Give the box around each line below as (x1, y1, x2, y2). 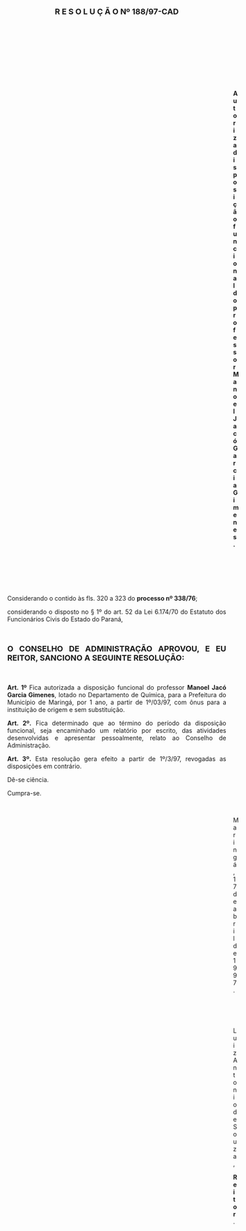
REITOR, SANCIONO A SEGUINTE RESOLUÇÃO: (7, 653, 185, 662)
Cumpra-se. (7, 789, 42, 797)
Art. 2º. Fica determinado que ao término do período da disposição (7, 719, 227, 727)
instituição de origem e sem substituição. (7, 706, 125, 713)
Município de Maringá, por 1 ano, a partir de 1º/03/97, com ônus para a (7, 698, 227, 706)
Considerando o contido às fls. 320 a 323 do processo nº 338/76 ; (7, 594, 198, 602)
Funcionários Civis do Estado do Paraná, (7, 615, 124, 623)
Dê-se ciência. (7, 776, 49, 784)
